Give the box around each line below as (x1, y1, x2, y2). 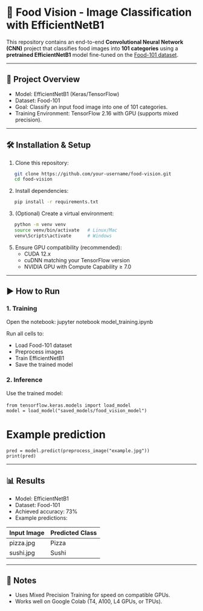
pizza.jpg (9, 538, 36, 547)
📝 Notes (6, 575, 37, 586)
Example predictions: (14, 514, 68, 522)
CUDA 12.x (24, 250, 51, 257)
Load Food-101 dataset (14, 341, 72, 349)
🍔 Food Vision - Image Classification (6, 5, 192, 19)
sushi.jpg (9, 548, 35, 557)
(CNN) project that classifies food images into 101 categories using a (6, 45, 178, 52)
